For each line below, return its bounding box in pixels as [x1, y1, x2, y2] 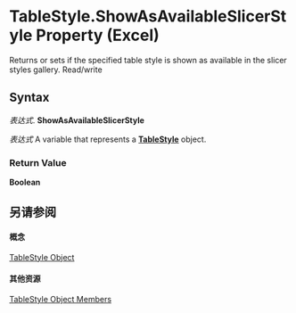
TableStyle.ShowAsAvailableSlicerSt [9, 6, 287, 27]
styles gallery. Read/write [9, 64, 103, 75]
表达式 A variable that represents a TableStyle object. [9, 134, 207, 144]
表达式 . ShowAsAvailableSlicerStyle [9, 114, 145, 126]
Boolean [9, 177, 41, 188]
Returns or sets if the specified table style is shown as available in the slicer [9, 54, 287, 65]
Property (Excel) [35, 25, 160, 45]
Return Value [9, 156, 67, 169]
